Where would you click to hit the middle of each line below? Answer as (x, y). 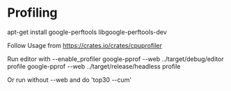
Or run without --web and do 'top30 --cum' (70, 80)
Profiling (32, 13)
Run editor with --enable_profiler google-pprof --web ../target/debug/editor (115, 59)
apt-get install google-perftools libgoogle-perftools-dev (87, 32)
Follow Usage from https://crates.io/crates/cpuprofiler (85, 45)
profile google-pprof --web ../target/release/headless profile (94, 66)
